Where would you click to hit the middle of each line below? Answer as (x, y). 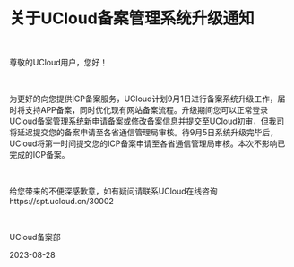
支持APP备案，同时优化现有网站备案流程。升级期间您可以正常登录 (147, 109)
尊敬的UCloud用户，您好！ (59, 62)
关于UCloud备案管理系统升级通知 (132, 18)
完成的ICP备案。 (39, 154)
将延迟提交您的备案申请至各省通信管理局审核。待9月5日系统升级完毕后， (143, 132)
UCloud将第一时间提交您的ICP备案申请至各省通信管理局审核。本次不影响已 (147, 143)
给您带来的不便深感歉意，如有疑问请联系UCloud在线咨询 (113, 191)
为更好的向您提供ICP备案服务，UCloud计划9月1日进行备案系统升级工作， (143, 99)
